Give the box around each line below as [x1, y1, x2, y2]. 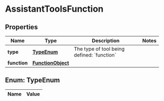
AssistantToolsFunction [5, 3, 103, 15]
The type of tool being [74, 45, 125, 52]
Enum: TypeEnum [5, 76, 60, 84]
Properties [5, 23, 38, 31]
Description [92, 38, 120, 44]
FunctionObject [32, 60, 69, 66]
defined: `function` [74, 52, 116, 58]
